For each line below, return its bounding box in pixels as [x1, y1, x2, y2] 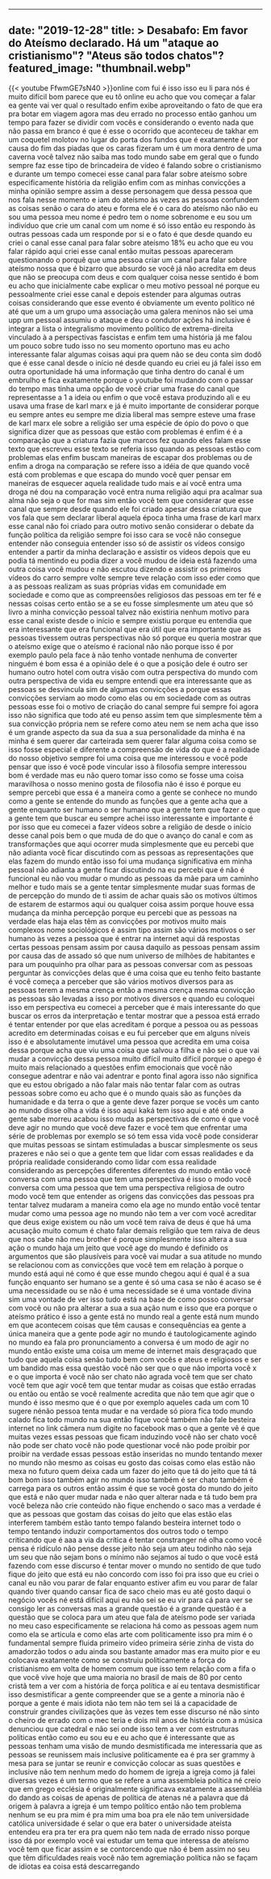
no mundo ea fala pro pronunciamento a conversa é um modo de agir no [8, 1337, 249, 1347]
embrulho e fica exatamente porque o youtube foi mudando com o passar [8, 375, 254, 385]
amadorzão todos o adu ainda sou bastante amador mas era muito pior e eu [8, 1646, 261, 1656]
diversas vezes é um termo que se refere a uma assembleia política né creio [8, 1776, 261, 1785]
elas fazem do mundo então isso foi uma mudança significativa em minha [8, 856, 252, 866]
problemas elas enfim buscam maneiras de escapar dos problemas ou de [8, 452, 252, 462]
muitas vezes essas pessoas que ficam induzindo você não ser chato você [8, 1432, 257, 1442]
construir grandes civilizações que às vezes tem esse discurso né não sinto [8, 1707, 260, 1716]
